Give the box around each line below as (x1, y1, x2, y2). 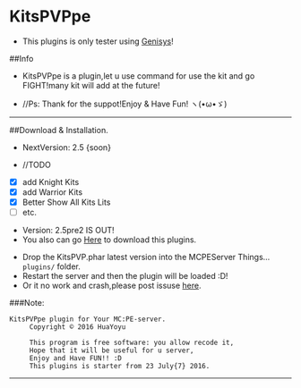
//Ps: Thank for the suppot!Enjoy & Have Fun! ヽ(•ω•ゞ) (21, 98, 228, 109)
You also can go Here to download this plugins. (21, 234, 197, 245)
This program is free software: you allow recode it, (29, 338, 235, 348)
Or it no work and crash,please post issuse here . (21, 280, 202, 291)
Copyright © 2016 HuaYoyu (29, 323, 126, 332)
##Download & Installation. (9, 124, 109, 135)
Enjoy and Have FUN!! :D (29, 354, 123, 363)
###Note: (9, 298, 45, 308)
